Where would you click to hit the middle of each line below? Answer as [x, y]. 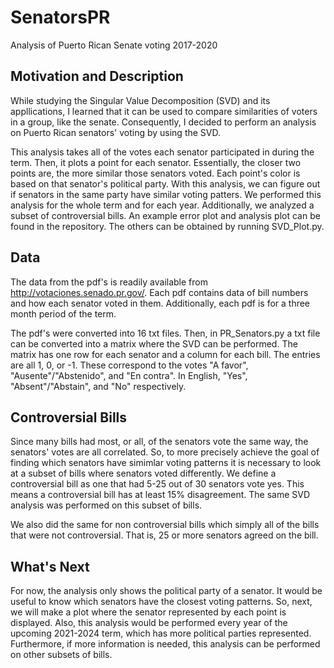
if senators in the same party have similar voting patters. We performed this [166, 194]
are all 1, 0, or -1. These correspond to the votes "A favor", [129, 365]
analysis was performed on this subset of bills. [106, 505]
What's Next [50, 566]
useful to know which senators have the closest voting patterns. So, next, [161, 602]
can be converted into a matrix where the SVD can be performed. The [154, 343]
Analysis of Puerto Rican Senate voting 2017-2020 [114, 45]
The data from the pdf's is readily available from [109, 282]
